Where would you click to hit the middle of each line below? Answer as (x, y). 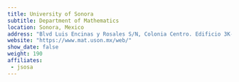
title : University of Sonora (51, 14)
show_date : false (33, 47)
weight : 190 (25, 54)
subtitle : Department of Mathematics (63, 21)
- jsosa (22, 67)
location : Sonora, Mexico (46, 27)
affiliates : (25, 61)
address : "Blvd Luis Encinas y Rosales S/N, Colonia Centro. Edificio (114, 34)
